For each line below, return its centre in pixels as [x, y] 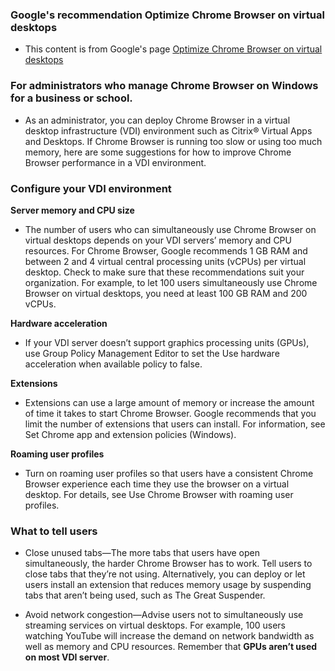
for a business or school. [71, 98]
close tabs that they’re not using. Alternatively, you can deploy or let [165, 574]
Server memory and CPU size [72, 210]
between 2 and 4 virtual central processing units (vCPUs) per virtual [165, 261]
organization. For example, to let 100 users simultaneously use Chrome [171, 282]
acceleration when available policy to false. [113, 364]
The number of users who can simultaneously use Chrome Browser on [170, 229]
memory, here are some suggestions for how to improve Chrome [158, 152]
